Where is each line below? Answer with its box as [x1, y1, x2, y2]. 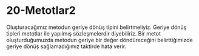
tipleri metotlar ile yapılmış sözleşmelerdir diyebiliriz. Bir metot [6, 30, 161, 37]
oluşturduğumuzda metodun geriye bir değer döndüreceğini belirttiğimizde [6, 36, 193, 43]
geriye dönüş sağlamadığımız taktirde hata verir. [6, 43, 127, 50]
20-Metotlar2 [6, 4, 76, 17]
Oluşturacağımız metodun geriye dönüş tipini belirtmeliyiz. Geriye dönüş [6, 23, 187, 31]
